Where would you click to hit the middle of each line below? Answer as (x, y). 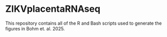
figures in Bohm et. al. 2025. (35, 28)
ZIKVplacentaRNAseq (53, 9)
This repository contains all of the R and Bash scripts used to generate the (84, 23)
